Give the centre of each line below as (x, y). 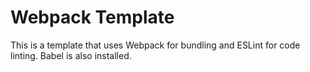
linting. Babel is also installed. (71, 55)
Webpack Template (92, 17)
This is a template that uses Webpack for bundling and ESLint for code (155, 45)
